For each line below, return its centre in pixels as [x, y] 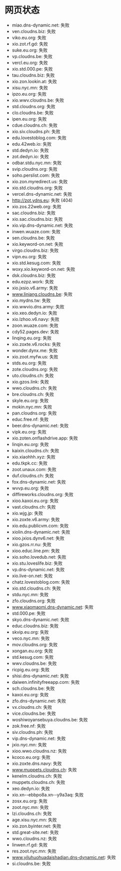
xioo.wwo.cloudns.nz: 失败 [39, 751]
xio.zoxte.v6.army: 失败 [36, 519]
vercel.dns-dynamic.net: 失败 [42, 194]
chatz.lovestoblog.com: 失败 [41, 582]
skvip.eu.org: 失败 [30, 632]
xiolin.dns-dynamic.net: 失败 [41, 532]
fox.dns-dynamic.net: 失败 [39, 482]
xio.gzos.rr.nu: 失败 [32, 544]
